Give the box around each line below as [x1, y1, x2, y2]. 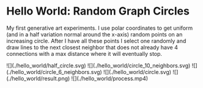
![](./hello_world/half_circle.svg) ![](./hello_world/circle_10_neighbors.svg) [6, 62, 191, 69]
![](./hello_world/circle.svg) [103, 68, 172, 75]
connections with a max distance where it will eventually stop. [6, 50, 163, 57]
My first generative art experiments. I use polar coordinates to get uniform [6, 24, 193, 32]
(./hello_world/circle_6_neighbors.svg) [6, 68, 102, 75]
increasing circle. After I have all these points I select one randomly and [6, 37, 186, 44]
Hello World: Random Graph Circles [6, 4, 190, 18]
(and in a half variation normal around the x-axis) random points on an [6, 30, 183, 38]
